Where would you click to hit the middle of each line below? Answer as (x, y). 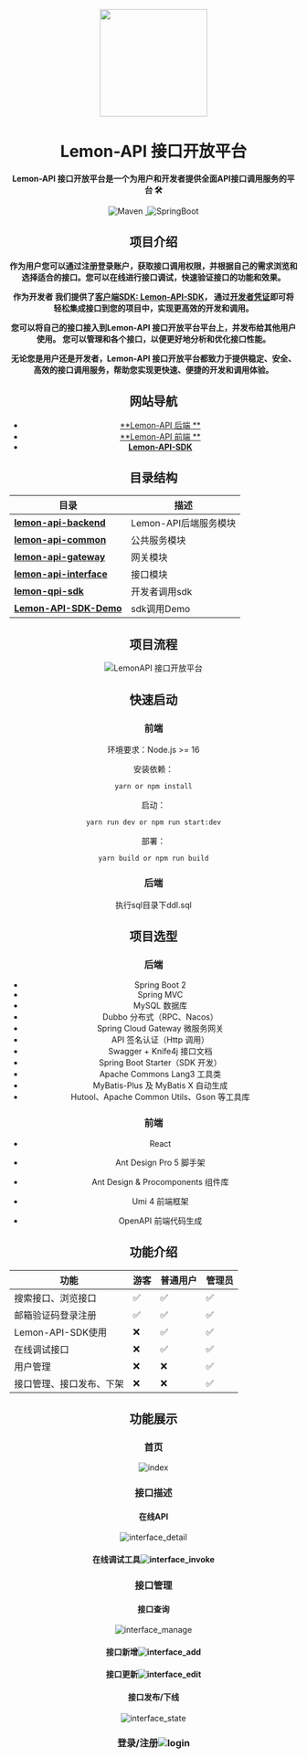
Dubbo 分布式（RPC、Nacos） (160, 1017)
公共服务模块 (159, 541)
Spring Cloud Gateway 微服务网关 (160, 1029)
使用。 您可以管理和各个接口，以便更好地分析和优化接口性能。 (153, 339)
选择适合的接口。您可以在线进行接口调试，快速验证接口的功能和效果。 (153, 277)
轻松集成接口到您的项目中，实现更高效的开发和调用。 (153, 308)
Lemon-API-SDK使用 (61, 1332)
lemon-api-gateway (60, 557)
